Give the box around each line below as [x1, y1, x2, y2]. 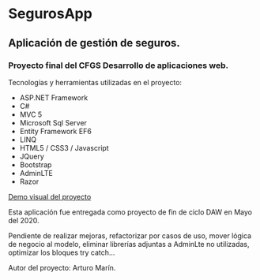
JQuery [19, 151, 45, 161]
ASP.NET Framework [19, 92, 89, 103]
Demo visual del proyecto [8, 192, 92, 201]
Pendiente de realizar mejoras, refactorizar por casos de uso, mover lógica [8, 230, 251, 241]
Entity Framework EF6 [19, 126, 92, 136]
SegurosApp [8, 5, 92, 23]
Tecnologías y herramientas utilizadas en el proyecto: [8, 77, 183, 87]
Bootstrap [19, 159, 52, 170]
